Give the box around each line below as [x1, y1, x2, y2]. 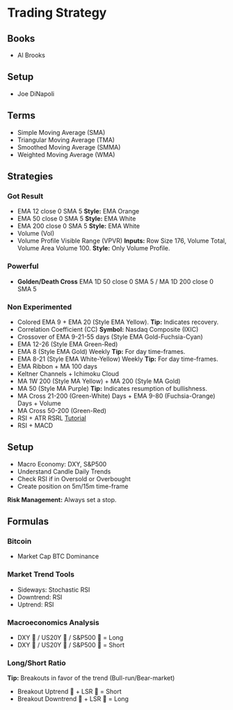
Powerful [7, 261, 39, 271]
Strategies [7, 170, 54, 182]
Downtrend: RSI [17, 592, 63, 601]
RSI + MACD [17, 421, 54, 429]
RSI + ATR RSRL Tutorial [17, 414, 87, 422]
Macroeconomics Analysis [7, 618, 99, 627]
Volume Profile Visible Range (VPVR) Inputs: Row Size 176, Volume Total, [17, 236, 227, 245]
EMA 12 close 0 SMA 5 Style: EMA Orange [17, 207, 140, 216]
